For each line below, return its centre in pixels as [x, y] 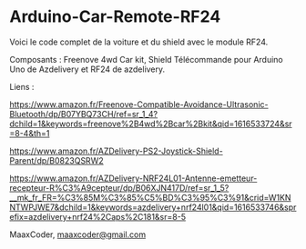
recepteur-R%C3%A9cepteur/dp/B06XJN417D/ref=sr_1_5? [119, 187]
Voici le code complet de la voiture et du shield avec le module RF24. [139, 42]
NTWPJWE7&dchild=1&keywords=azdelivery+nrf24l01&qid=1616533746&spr [153, 207]
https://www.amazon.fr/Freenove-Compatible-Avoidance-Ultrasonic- [139, 104]
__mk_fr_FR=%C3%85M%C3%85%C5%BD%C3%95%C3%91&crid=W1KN [150, 197]
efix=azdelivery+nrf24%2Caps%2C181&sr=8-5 [98, 216]
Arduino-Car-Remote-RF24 [115, 17]
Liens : [22, 86]
